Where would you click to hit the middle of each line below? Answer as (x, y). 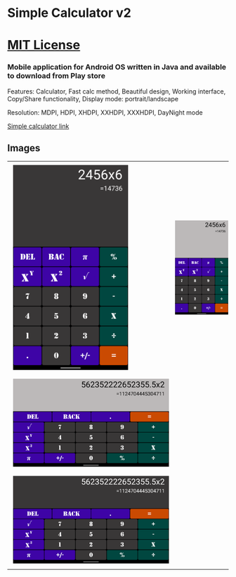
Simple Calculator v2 (69, 13)
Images (24, 148)
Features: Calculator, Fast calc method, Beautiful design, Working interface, (117, 91)
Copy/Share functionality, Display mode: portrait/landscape (93, 99)
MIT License (44, 45)
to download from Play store (56, 76)
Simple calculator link (38, 126)
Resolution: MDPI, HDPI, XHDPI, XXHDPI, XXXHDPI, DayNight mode (105, 112)
